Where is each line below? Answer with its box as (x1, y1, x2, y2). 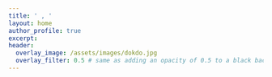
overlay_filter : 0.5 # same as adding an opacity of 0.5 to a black (15, 57, 252, 65)
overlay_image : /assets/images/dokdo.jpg (15, 49, 158, 57)
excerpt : (8, 34, 38, 43)
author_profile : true (8, 26, 82, 34)
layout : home (8, 19, 53, 27)
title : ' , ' (8, 11, 53, 20)
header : (8, 42, 35, 50)
